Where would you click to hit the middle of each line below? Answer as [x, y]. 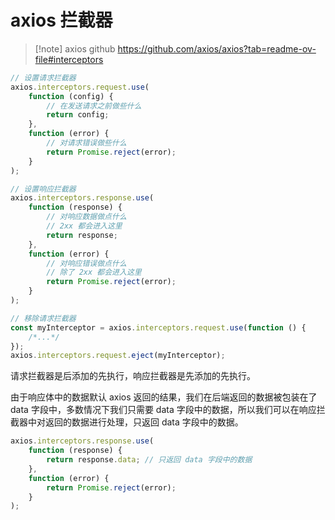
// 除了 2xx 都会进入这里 [94, 272]
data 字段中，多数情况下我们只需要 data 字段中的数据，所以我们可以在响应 [163, 410]
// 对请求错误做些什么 [86, 143]
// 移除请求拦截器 [43, 318]
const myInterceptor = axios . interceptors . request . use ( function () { [158, 327]
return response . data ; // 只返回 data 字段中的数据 [149, 460]
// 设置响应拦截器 [43, 189]
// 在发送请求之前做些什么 [94, 106]
